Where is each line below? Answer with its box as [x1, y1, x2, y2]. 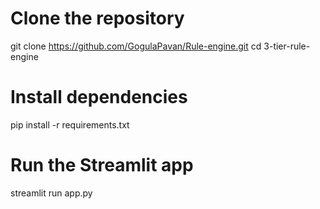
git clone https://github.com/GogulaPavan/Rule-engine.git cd [10, 40, 262, 52]
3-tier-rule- [263, 40, 311, 52]
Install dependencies [10, 86, 188, 109]
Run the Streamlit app [10, 154, 194, 177]
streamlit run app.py [10, 187, 93, 199]
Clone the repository [10, 7, 185, 30]
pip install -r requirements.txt [10, 118, 130, 131]
